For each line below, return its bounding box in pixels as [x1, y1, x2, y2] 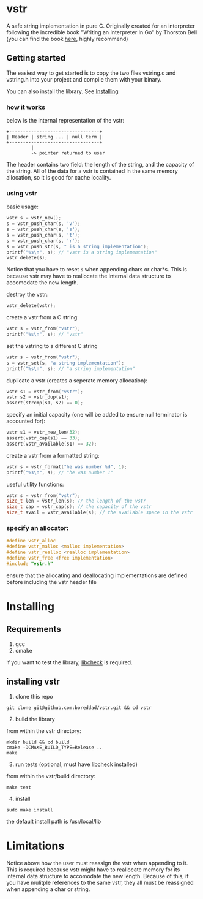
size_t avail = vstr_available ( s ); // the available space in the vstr [6, 509, 193, 516]
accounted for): [6, 417, 46, 425]
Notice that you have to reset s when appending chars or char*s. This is [6, 266, 188, 273]
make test [6, 784, 32, 791]
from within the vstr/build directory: [6, 772, 96, 780]
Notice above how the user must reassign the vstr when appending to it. [6, 859, 188, 867]
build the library [15, 715, 55, 723]
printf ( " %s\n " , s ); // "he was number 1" [6, 469, 114, 476]
